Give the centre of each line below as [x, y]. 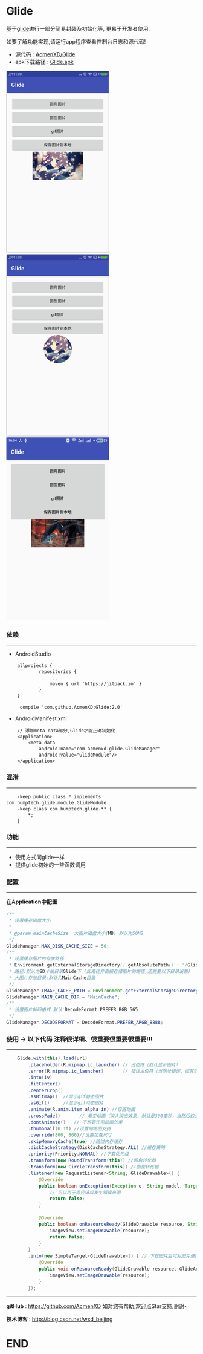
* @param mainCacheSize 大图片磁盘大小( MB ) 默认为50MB [76, 933]
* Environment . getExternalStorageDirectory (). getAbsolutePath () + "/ [98, 965]
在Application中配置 [32, 902]
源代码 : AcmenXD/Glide [45, 54]
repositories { [58, 672]
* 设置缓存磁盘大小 [30, 920]
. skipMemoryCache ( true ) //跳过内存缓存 [75, 1141]
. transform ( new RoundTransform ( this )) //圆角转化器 [92, 1160]
